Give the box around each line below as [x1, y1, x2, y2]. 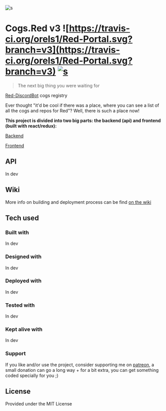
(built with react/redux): [5, 122, 57, 129]
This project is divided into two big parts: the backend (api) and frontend [5, 117, 161, 123]
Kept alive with [5, 326, 43, 333]
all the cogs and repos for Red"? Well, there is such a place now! [5, 107, 140, 114]
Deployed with [5, 277, 42, 284]
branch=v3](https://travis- [5, 44, 120, 56]
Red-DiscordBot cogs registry [5, 92, 67, 99]
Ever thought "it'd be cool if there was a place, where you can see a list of [5, 102, 159, 108]
